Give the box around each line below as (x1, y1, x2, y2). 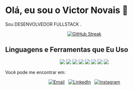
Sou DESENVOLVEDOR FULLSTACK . (5, 21, 82, 27)
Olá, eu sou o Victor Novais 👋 (5, 5, 128, 16)
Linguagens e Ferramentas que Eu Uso (5, 45, 128, 54)
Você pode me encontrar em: (5, 69, 66, 75)
